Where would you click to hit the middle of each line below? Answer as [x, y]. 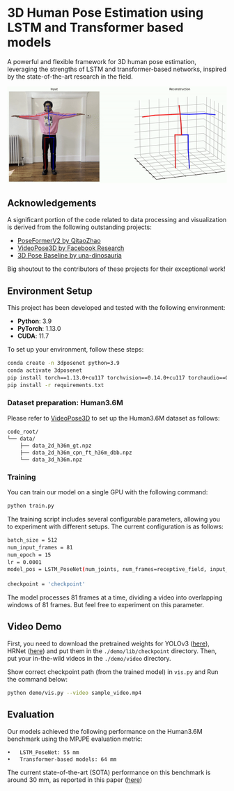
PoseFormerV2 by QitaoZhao [59, 241]
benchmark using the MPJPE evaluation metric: [75, 739]
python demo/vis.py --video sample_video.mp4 [74, 693]
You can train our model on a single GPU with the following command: [108, 492]
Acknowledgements [52, 203]
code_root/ [23, 432]
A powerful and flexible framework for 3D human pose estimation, [102, 61]
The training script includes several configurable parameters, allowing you [114, 519]
